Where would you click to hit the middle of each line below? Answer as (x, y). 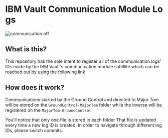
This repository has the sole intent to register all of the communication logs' (83, 61)
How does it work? (35, 87)
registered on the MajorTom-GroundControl (48, 110)
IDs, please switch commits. (34, 130)
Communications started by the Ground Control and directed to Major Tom (82, 99)
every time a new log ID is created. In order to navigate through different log (83, 125)
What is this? (26, 49)
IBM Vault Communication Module (78, 9)
